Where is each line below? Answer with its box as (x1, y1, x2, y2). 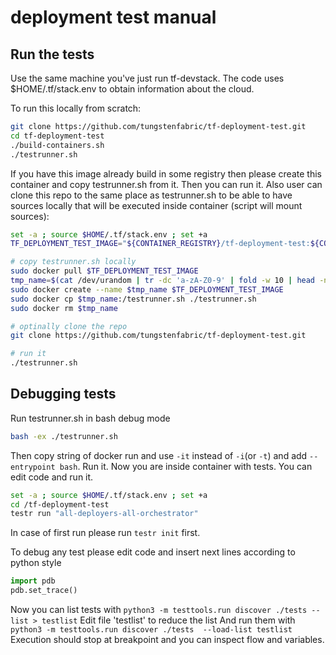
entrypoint (10, 462, 56, 472)
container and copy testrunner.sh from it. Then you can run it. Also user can (10, 178, 323, 190)
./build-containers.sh (10, 140, 105, 150)
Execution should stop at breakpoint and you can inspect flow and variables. (10, 634, 325, 646)
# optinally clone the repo (10, 321, 128, 331)
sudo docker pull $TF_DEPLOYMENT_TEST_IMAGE (10, 266, 199, 276)
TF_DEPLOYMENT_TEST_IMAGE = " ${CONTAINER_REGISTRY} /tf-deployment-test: (10, 239, 311, 249)
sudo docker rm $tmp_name (10, 303, 118, 313)
